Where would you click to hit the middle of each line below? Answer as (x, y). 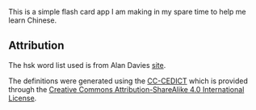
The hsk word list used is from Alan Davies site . (87, 65)
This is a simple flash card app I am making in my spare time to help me (127, 12)
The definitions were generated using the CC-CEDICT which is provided (128, 81)
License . (23, 98)
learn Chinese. (33, 20)
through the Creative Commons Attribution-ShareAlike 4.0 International (126, 89)
